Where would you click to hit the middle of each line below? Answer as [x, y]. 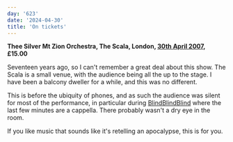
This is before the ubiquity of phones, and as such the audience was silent [114, 95]
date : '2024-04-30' [35, 20]
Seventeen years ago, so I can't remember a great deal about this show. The [116, 68]
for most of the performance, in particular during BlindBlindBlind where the [114, 103]
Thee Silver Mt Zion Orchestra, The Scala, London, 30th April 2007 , [106, 47]
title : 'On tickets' [37, 26]
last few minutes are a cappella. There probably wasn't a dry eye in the [109, 110]
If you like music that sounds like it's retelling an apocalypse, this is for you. [115, 131]
